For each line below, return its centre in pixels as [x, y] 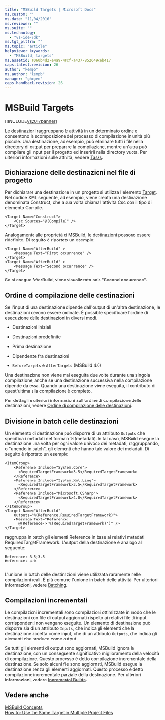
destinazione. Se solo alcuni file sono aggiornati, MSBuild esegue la [74, 664]
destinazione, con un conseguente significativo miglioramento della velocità [82, 653]
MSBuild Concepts [24, 707]
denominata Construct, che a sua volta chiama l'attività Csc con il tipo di [78, 202]
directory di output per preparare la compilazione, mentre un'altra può [76, 147]
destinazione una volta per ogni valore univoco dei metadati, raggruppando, [82, 443]
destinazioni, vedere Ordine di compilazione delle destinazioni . [68, 406]
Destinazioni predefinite [36, 337]
